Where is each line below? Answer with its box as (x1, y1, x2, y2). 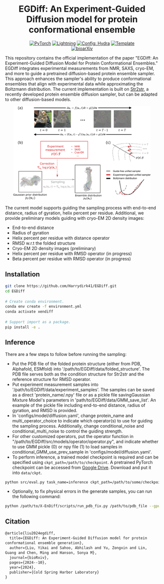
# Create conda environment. (5, 299, 64, 304)
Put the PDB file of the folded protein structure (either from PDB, (12, 360, 142, 367)
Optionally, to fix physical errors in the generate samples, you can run (12, 488, 152, 494)
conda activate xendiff (5, 309, 54, 314)
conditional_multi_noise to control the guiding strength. (12, 428, 123, 434)
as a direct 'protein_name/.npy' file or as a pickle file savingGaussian (12, 392, 150, 397)
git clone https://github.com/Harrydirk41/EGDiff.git (5, 283, 117, 289)
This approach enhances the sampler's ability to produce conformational (5, 76, 151, 82)
